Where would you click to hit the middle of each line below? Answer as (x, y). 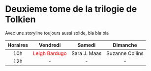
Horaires (18, 45)
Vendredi (50, 45)
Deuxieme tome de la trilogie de (71, 9)
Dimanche (125, 45)
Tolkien (20, 19)
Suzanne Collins (125, 53)
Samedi (87, 45)
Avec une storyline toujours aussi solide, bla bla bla (57, 33)
